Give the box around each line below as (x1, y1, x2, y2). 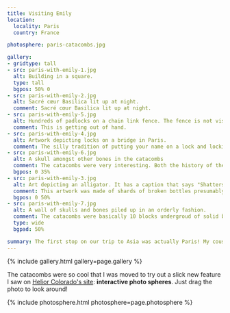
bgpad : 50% (13, 225, 44, 233)
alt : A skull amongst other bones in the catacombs (13, 155, 164, 163)
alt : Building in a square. (13, 73, 94, 79)
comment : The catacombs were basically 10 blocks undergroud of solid (13, 213, 219, 220)
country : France (13, 29, 60, 36)
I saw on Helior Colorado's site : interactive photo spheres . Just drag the (7, 277, 213, 286)
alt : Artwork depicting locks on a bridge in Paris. (13, 136, 167, 144)
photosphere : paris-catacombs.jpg (7, 42, 106, 49)
